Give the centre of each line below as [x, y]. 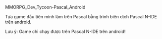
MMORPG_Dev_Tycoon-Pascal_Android [45, 7]
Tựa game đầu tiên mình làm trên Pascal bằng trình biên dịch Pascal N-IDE [81, 17]
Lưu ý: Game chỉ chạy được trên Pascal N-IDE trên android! [65, 31]
